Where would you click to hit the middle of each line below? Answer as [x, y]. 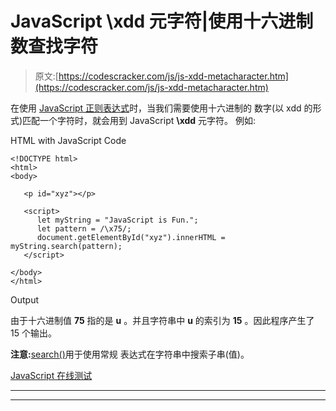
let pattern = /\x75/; [84, 228]
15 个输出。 [33, 333]
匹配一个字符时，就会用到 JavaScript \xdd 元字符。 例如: [139, 120]
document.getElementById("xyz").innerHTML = [131, 237]
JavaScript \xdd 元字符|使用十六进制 [162, 21]
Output [24, 299]
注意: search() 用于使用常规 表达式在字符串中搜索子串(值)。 [130, 354]
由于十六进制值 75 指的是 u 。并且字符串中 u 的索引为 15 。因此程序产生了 [162, 320]
